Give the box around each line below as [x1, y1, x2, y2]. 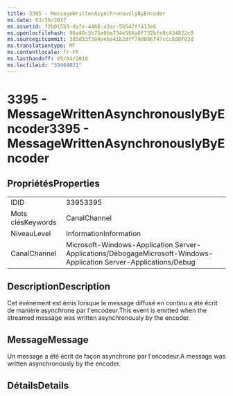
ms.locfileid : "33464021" [7, 62, 82, 69]
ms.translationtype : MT [7, 42, 76, 49]
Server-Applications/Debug [104, 257, 196, 267]
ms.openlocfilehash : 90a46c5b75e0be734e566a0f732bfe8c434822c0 [7, 29, 194, 37]
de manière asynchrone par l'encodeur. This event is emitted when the [7, 306, 207, 315]
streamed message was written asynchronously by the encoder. [7, 314, 191, 322]
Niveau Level [10, 228, 51, 238]
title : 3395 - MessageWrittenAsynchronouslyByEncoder [7, 10, 166, 17]
